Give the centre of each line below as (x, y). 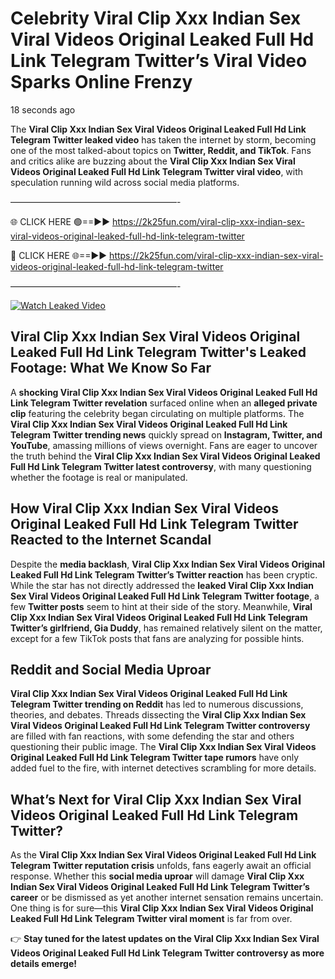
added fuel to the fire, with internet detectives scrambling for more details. (163, 768)
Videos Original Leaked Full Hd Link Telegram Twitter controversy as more (167, 953)
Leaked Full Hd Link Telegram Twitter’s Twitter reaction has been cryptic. (164, 574)
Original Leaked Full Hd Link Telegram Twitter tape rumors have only (155, 758)
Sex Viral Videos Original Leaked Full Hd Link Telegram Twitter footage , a (165, 596)
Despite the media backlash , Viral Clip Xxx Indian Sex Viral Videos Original (168, 564)
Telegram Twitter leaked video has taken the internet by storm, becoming (163, 139)
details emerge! (43, 964)
